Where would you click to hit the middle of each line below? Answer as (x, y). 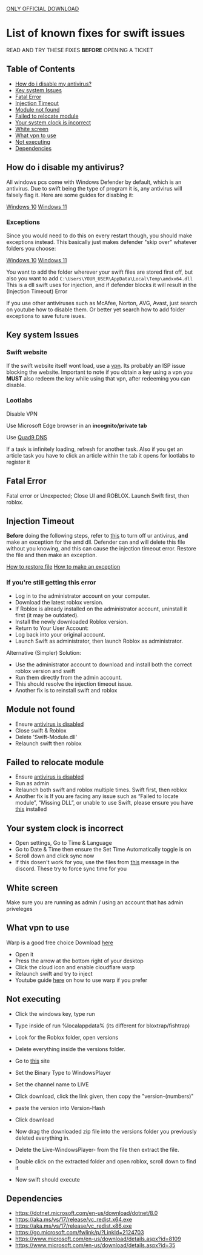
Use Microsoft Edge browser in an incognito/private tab (77, 425)
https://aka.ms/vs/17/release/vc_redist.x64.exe (73, 1220)
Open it (24, 954)
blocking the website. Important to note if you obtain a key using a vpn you (99, 372)
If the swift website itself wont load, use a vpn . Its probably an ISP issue (96, 365)
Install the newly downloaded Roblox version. (72, 621)
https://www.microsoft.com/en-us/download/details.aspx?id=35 (95, 1245)
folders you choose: (31, 248)
